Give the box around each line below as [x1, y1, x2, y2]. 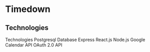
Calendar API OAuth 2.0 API [5, 42, 62, 48]
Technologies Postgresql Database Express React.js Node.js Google [5, 36, 145, 42]
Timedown [5, 3, 51, 15]
